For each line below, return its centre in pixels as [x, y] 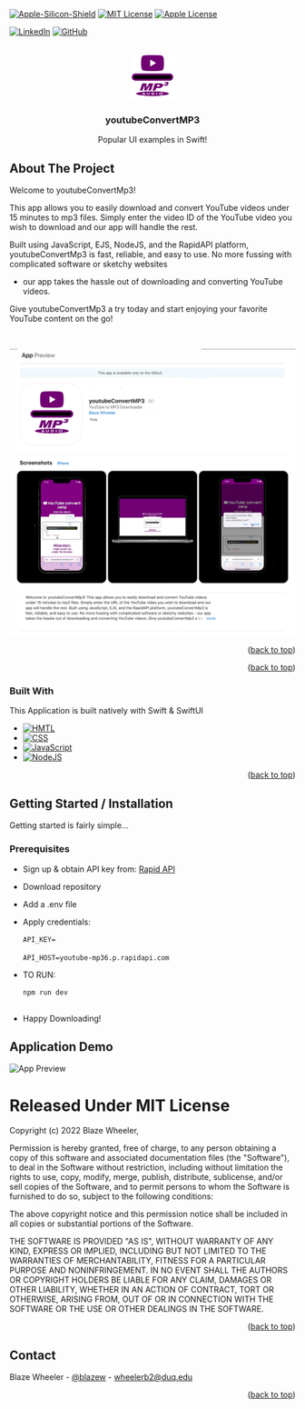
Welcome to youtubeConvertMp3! [73, 190]
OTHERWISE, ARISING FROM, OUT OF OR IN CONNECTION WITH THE [142, 1299]
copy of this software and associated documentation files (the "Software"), [150, 1158]
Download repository [62, 886]
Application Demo [61, 1047]
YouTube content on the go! [61, 319]
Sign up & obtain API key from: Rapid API [98, 869]
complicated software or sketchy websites [89, 265]
